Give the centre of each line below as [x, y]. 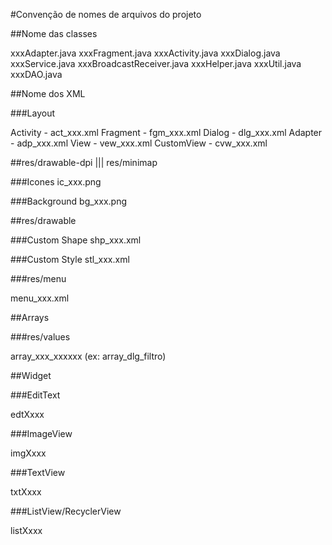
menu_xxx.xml [40, 298]
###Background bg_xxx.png [68, 201]
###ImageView [41, 433]
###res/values [40, 337]
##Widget [31, 375]
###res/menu [38, 278]
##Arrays [30, 317]
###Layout [33, 113]
